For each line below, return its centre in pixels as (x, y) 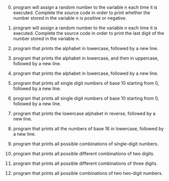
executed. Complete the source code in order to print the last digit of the (89, 33)
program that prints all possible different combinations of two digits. (84, 153)
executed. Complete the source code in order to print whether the (82, 13)
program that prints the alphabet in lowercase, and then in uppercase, (86, 58)
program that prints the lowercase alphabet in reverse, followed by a (84, 114)
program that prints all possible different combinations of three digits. (85, 163)
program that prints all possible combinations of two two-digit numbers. (88, 173)
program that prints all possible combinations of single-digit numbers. (86, 144)
